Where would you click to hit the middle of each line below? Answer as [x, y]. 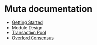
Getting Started [27, 22]
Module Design [27, 27]
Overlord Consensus [32, 38]
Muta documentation [48, 9]
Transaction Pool [29, 32]
